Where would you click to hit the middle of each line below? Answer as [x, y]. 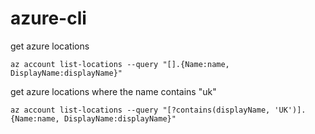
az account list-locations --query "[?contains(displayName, [140, 110]
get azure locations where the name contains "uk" [113, 91]
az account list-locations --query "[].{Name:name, [120, 64]
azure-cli [48, 18]
